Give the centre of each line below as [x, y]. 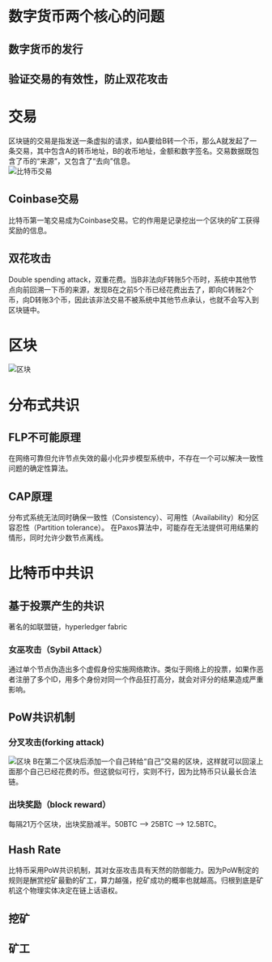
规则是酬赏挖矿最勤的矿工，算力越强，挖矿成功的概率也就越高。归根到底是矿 [136, 880]
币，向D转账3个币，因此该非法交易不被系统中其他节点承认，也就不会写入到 [134, 300]
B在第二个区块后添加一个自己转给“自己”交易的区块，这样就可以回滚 [144, 761]
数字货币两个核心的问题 [87, 17]
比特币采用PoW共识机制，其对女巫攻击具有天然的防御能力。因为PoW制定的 [134, 870]
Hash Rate [35, 850]
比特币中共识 [51, 574]
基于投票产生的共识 [56, 605]
